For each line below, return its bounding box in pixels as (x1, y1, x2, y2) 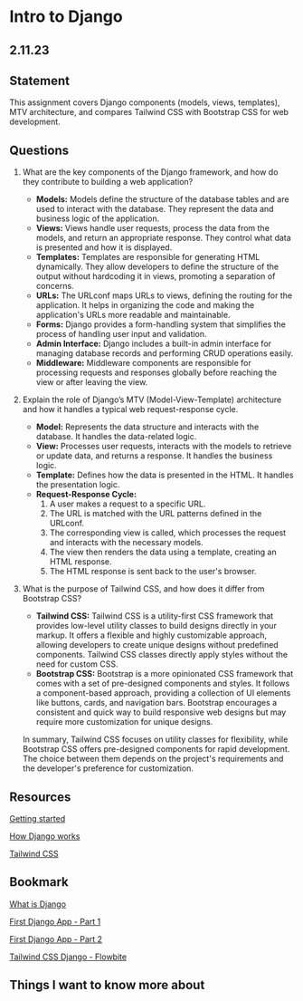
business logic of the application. (35, 213, 160, 224)
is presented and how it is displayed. (35, 242, 173, 253)
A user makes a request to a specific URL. (49, 498, 206, 509)
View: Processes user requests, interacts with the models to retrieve (35, 441, 292, 452)
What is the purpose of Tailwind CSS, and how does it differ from (22, 583, 265, 594)
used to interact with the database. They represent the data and (35, 204, 274, 215)
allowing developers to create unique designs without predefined (35, 640, 279, 650)
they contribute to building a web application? (22, 177, 194, 188)
